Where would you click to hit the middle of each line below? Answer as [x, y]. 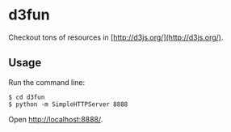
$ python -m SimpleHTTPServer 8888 [68, 104]
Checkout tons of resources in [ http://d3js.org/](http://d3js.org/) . [116, 37]
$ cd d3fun [27, 97]
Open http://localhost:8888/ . [56, 119]
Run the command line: [47, 82]
